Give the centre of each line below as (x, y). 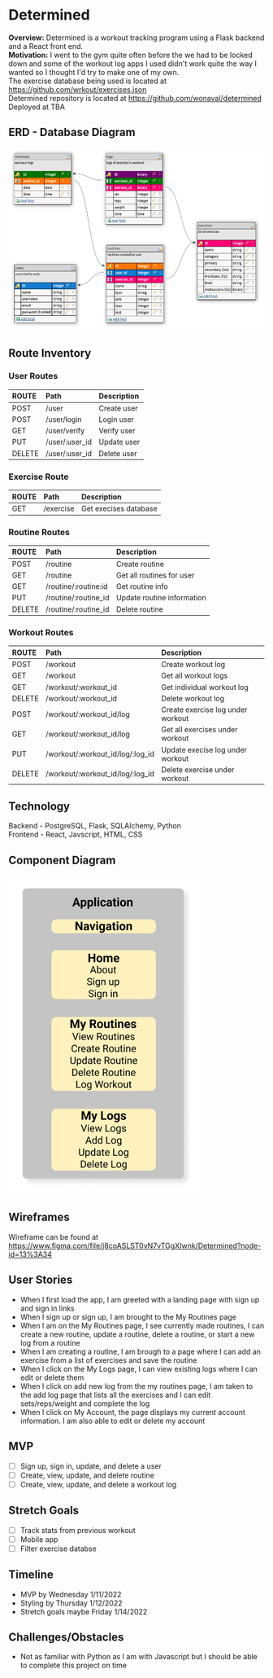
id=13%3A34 (30, 1254)
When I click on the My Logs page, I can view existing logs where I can (139, 1368)
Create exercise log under (204, 709)
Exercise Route (39, 477)
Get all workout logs (195, 676)
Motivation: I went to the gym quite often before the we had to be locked (131, 55)
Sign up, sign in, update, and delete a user (91, 1466)
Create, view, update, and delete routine (87, 1475)
